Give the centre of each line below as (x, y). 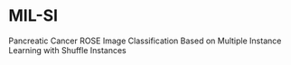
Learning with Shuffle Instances (68, 50)
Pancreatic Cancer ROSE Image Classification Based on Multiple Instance (145, 41)
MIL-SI (33, 16)
